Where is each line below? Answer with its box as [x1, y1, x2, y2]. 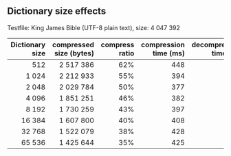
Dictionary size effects [7, 5, 107, 17]
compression [140, 40, 186, 49]
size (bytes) [54, 48, 95, 57]
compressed [52, 40, 95, 49]
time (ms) [152, 48, 186, 57]
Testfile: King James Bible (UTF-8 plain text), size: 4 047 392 [7, 23, 181, 31]
